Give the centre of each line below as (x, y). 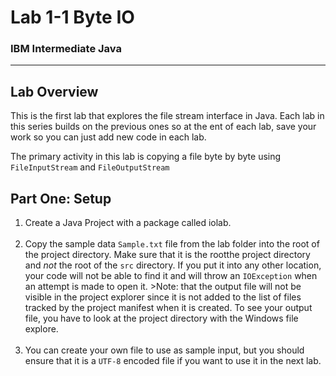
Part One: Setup (61, 198)
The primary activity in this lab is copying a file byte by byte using (146, 157)
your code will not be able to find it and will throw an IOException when (171, 276)
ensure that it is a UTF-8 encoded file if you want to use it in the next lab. (173, 361)
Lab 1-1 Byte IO (72, 17)
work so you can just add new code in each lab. (108, 137)
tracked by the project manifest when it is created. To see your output (168, 308)
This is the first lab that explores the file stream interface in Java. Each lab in (167, 116)
